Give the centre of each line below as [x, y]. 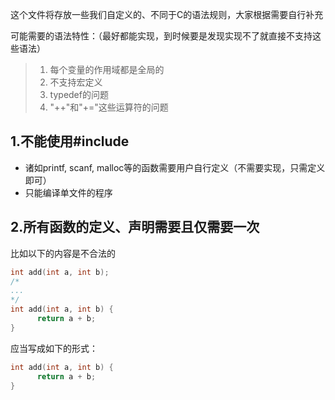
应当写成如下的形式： [54, 348]
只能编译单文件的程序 [68, 192]
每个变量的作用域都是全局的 [107, 69]
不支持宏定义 [76, 82]
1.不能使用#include [70, 141]
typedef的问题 [79, 94]
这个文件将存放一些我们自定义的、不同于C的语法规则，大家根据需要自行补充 [167, 14]
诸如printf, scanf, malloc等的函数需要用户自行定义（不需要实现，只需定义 [175, 167]
